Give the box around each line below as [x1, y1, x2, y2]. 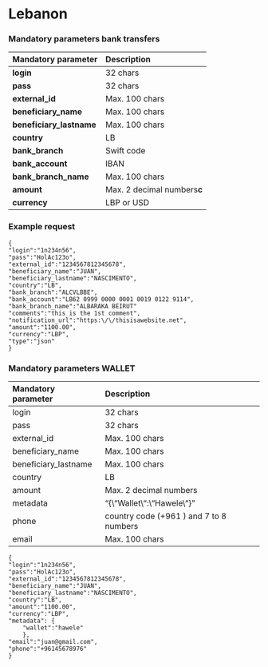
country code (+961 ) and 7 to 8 [104, 510, 227, 522]
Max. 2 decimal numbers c [104, 185, 203, 196]
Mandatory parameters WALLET [8, 363, 136, 374]
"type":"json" [8, 337, 56, 345]
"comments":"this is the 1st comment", [8, 309, 141, 317]
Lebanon [8, 5, 68, 23]
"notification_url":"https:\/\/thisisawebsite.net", [8, 316, 187, 324]
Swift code [104, 145, 146, 157]
